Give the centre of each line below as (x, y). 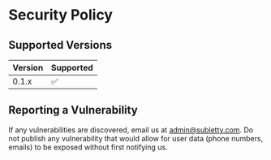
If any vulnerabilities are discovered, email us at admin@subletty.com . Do (131, 130)
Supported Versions (60, 45)
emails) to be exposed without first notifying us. (88, 147)
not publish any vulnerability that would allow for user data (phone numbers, (136, 138)
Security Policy (61, 15)
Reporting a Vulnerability (73, 110)
